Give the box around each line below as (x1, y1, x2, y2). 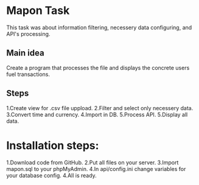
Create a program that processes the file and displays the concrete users (6, 64, 190, 71)
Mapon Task (6, 4, 70, 18)
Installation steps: (6, 138, 99, 152)
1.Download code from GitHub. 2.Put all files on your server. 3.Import (6, 159, 179, 166)
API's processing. (6, 30, 51, 37)
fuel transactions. (6, 71, 51, 78)
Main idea (6, 48, 44, 58)
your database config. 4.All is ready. (6, 172, 97, 179)
